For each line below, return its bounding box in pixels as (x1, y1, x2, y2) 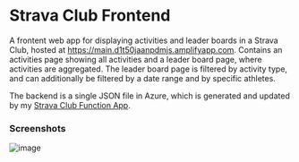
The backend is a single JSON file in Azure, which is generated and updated (9, 90, 291, 101)
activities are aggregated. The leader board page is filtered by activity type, (9, 64, 288, 74)
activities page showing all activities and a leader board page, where (9, 54, 262, 64)
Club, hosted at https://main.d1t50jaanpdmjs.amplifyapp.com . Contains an (9, 44, 283, 55)
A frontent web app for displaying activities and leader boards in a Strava (9, 35, 279, 46)
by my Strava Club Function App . (9, 99, 132, 110)
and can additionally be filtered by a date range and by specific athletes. (9, 72, 276, 83)
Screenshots (9, 122, 66, 134)
